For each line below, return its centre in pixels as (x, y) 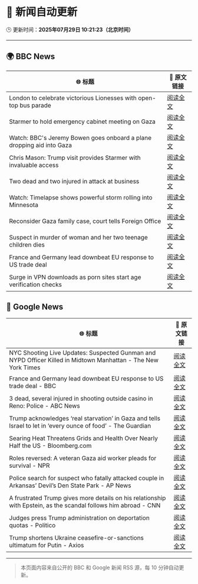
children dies (27, 244)
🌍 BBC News (31, 57)
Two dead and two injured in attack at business (74, 181)
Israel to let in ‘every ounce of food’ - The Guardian (80, 425)
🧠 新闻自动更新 (42, 12)
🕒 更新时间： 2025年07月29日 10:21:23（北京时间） (70, 29)
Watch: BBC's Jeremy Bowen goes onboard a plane (80, 137)
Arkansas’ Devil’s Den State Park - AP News (70, 485)
